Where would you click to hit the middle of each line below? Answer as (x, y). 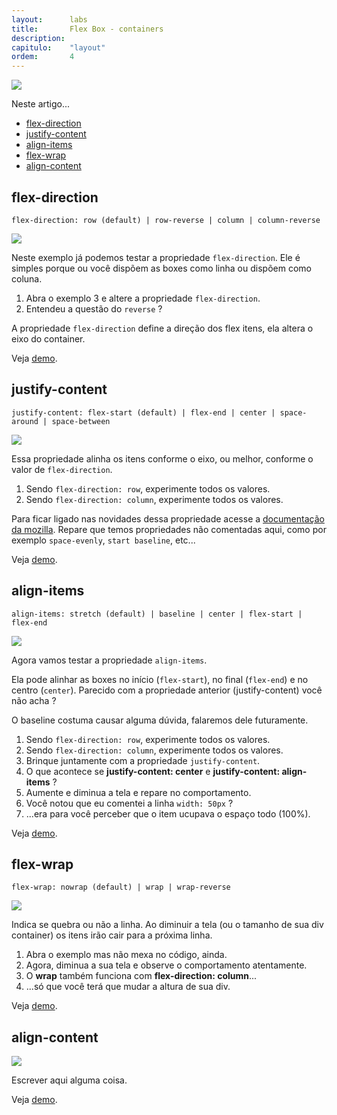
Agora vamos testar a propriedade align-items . (109, 660)
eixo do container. (48, 338)
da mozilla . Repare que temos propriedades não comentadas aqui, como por (169, 529)
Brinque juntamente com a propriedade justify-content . (143, 760)
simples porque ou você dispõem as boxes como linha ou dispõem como (161, 268)
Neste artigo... (41, 104)
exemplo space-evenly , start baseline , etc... (103, 540)
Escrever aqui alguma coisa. (69, 1080)
